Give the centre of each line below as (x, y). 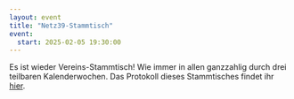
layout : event (36, 17)
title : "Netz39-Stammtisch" (61, 26)
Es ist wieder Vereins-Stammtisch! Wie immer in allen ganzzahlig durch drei (148, 67)
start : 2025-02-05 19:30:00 (69, 42)
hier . (17, 86)
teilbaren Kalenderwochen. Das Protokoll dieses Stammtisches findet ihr (142, 77)
